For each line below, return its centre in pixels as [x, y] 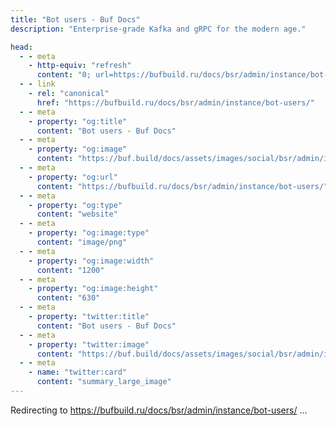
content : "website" [77, 214]
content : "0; [64, 75]
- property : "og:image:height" [93, 289]
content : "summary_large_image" [104, 382]
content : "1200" [70, 270]
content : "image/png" [82, 242]
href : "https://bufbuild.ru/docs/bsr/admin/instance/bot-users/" [175, 102]
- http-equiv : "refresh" [80, 66]
